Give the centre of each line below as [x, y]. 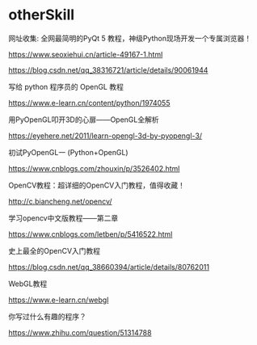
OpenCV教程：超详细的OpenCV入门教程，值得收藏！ [97, 185]
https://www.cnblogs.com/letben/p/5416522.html [91, 234]
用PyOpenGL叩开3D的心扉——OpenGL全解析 [84, 120]
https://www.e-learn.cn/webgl [59, 300]
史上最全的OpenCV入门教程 [55, 250]
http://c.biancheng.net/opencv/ [60, 201]
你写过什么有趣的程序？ [47, 316]
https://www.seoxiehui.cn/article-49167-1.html [86, 54]
